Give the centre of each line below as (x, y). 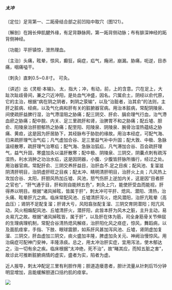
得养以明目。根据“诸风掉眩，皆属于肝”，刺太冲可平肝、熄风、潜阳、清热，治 (86, 191)
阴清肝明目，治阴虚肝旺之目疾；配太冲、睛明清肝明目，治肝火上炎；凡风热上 (86, 172)
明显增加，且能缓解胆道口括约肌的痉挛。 (48, 272)
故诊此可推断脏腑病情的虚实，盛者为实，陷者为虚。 (59, 255)
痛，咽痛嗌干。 (21, 67)
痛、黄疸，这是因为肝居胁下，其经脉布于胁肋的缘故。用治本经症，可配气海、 (86, 133)
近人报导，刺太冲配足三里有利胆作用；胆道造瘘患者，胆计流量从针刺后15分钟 (86, 265)
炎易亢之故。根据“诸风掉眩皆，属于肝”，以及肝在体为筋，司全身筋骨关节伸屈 (86, 216)
